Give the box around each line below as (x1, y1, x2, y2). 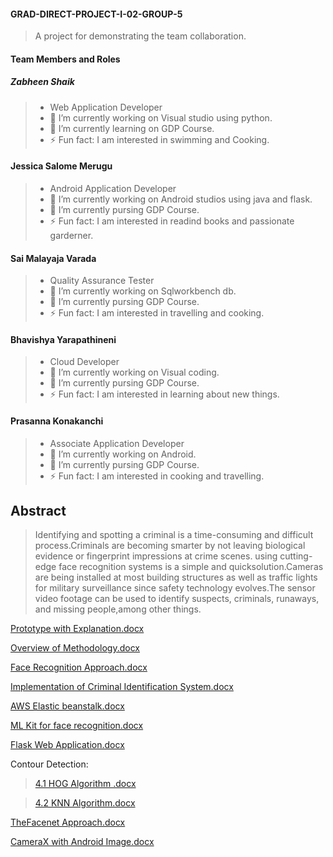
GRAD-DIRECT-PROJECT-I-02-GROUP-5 (10, 8, 183, 20)
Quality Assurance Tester (49, 275, 155, 287)
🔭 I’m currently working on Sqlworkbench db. (49, 285, 237, 297)
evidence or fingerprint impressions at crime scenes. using (34, 550, 278, 562)
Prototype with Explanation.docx (10, 623, 145, 635)
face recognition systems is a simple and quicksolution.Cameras (58, 561, 324, 573)
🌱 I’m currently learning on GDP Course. (49, 122, 215, 134)
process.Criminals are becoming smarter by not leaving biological (34, 540, 306, 552)
